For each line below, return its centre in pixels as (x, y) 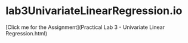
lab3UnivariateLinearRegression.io (94, 11)
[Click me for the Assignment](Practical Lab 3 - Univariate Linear (85, 27)
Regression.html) (27, 33)
